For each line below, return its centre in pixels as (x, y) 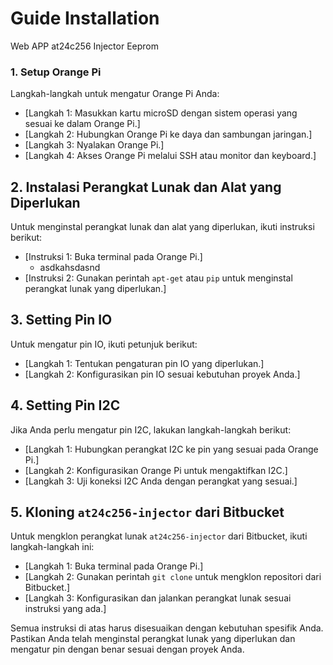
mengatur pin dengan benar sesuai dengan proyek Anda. (127, 649)
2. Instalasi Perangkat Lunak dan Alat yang (146, 187)
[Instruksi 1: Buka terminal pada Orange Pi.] (113, 257)
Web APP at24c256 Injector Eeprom (84, 46)
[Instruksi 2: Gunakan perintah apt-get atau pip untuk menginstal (158, 278)
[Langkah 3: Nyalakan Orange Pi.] (94, 145)
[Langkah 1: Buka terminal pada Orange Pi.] (114, 566)
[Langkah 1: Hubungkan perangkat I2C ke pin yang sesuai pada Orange (171, 449)
